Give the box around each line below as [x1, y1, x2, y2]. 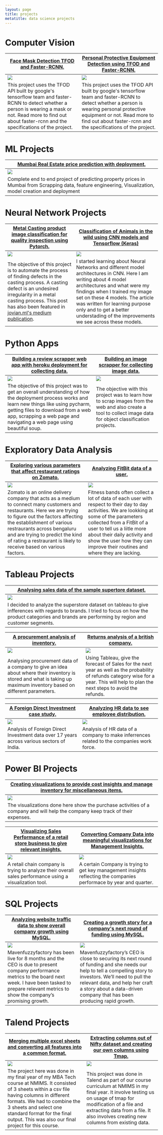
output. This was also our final [7, 1116, 76, 1123]
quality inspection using [11, 237, 68, 244]
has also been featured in [7, 304, 65, 310]
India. [7, 744, 20, 750]
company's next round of [88, 925, 148, 932]
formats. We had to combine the [7, 1098, 81, 1104]
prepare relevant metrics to [7, 985, 69, 992]
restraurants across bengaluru [7, 525, 77, 532]
